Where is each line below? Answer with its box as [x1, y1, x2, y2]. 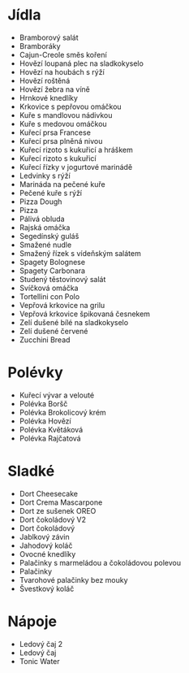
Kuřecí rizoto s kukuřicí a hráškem [19, 145, 133, 154]
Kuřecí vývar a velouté [19, 390, 95, 400]
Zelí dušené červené [19, 326, 88, 336]
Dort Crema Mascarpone [19, 497, 103, 507]
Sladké [7, 462, 55, 480]
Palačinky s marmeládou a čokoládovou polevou [19, 558, 182, 567]
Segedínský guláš [19, 231, 79, 241]
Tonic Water [19, 656, 60, 666]
